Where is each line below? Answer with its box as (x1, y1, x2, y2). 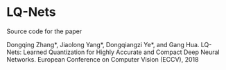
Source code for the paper (6, 27, 82, 35)
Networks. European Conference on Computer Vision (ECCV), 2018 (6, 55, 199, 63)
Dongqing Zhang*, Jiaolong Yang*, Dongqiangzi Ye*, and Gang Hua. (6, 40, 200, 49)
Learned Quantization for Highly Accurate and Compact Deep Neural (23, 48, 220, 56)
